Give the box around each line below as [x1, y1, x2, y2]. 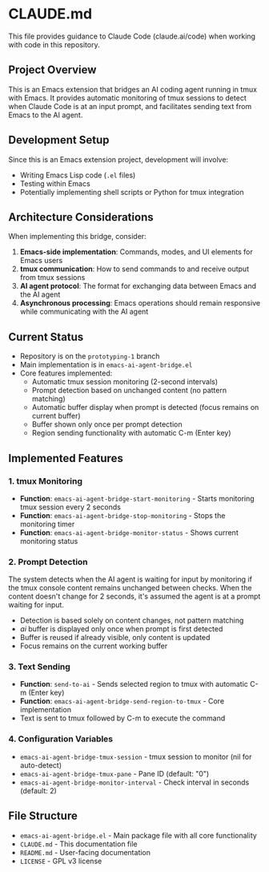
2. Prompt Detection [8, 556, 88, 567]
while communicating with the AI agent [19, 306, 149, 317]
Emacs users [19, 256, 63, 266]
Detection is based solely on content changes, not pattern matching [19, 615, 244, 626]
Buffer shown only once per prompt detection [31, 420, 183, 429]
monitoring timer [19, 519, 75, 529]
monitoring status [19, 536, 78, 546]
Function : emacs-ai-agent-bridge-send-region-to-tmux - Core [19, 696, 225, 706]
